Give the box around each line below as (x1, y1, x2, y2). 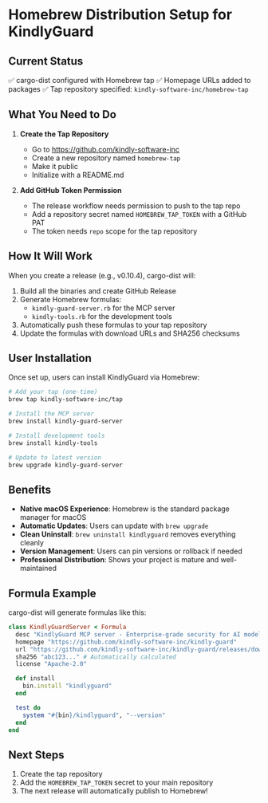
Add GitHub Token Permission (19, 185, 122, 195)
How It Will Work (8, 250, 93, 263)
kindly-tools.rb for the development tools (31, 311, 173, 321)
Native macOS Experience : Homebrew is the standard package (19, 504, 230, 514)
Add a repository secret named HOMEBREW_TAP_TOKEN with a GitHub (31, 209, 247, 218)
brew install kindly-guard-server (8, 417, 124, 426)
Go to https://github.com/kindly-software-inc (31, 144, 180, 154)
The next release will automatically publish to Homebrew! (19, 786, 209, 796)
